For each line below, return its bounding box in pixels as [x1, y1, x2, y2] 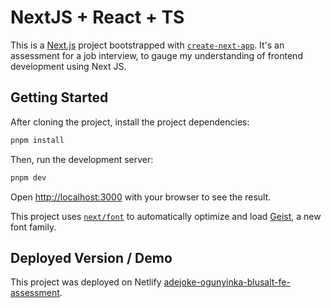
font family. [10, 221, 57, 233]
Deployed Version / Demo [10, 249, 173, 266]
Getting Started [10, 89, 109, 106]
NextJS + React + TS [10, 6, 185, 29]
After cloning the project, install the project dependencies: [10, 116, 250, 128]
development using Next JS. [10, 60, 127, 72]
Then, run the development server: [10, 153, 154, 165]
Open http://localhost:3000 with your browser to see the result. [10, 191, 272, 203]
